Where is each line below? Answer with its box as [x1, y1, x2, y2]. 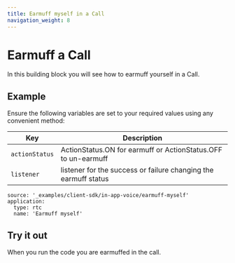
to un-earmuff [60, 154, 108, 163]
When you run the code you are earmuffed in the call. [7, 248, 162, 257]
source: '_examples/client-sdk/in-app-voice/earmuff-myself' [7, 192, 190, 199]
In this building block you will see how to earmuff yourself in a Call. [7, 70, 200, 79]
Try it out [7, 229, 48, 241]
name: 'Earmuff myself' [13, 210, 83, 217]
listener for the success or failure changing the [60, 166, 214, 175]
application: [7, 198, 45, 205]
